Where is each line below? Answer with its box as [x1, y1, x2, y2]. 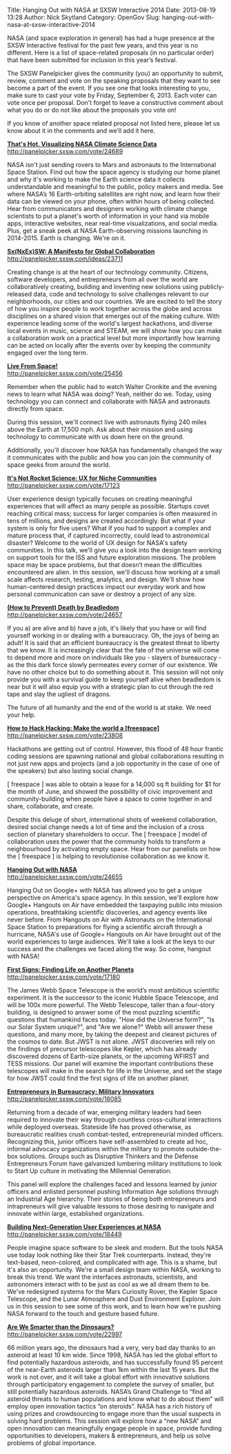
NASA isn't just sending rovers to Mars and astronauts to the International [7, 161, 217, 168]
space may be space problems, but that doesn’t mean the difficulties [7, 561, 202, 568]
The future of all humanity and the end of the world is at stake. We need [7, 704, 212, 711]
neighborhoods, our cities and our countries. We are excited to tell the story [7, 297, 222, 306]
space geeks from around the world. [7, 461, 111, 468]
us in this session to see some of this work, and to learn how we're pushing [7, 1302, 221, 1310]
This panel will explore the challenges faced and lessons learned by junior [7, 1180, 217, 1188]
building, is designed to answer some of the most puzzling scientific [7, 1008, 201, 1016]
